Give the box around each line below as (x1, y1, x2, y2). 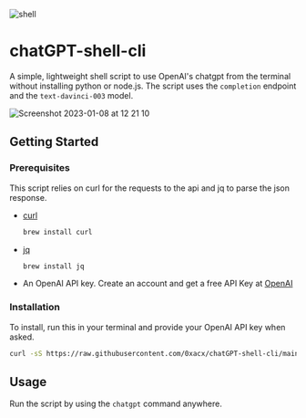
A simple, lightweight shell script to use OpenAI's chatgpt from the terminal (9, 70, 291, 81)
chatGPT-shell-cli (9, 41, 147, 61)
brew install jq (22, 261, 85, 271)
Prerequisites (9, 162, 70, 174)
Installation (9, 301, 61, 314)
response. (9, 192, 47, 203)
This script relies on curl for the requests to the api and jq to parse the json (9, 183, 290, 193)
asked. (9, 331, 35, 342)
